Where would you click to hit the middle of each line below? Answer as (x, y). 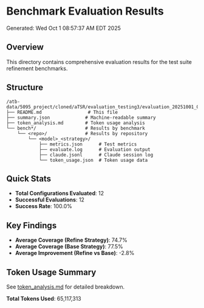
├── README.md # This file (62, 112)
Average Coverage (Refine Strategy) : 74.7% (71, 240)
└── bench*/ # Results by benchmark (76, 128)
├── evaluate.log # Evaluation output (94, 149)
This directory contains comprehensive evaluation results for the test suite (99, 61)
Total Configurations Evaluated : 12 (59, 194)
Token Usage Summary (51, 272)
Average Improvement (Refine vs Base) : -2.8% (75, 253)
